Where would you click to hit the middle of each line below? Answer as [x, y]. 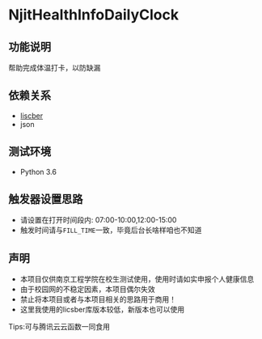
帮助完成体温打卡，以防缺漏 [55, 68]
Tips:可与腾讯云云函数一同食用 [59, 327]
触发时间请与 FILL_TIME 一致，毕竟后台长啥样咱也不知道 [111, 230]
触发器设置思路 [46, 199]
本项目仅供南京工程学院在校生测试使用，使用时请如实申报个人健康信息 [137, 279]
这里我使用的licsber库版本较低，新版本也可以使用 [102, 310]
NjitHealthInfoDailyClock [94, 15]
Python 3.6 [38, 172]
